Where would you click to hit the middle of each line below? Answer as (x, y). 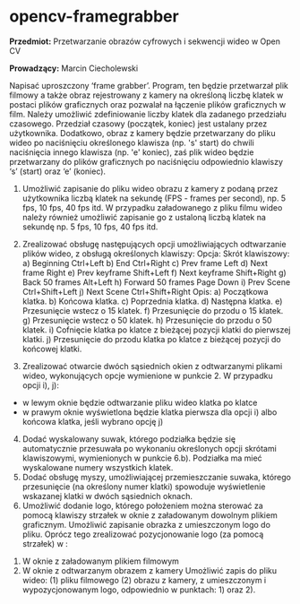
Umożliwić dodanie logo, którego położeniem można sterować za (143, 505)
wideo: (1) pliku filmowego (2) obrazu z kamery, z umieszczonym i (144, 580)
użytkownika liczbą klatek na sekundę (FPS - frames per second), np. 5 (154, 198)
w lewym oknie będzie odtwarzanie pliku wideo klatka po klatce (140, 402)
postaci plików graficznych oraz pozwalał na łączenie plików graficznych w (148, 104)
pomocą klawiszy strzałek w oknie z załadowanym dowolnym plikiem (150, 515)
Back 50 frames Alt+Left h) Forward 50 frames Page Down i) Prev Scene (156, 282)
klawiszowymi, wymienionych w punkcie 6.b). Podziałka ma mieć (142, 458)
